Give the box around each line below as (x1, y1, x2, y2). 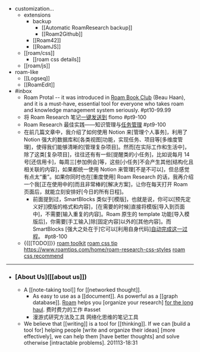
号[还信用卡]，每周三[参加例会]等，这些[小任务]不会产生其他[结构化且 (23, 158, 194, 165)
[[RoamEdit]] (23, 81, 55, 88)
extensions (23, 11, 51, 18)
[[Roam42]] (32, 37, 61, 44)
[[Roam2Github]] (41, 30, 83, 38)
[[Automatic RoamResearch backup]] (41, 24, 133, 31)
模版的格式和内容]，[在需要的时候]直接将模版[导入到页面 (46, 203, 186, 210)
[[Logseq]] (23, 75, 51, 82)
